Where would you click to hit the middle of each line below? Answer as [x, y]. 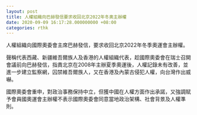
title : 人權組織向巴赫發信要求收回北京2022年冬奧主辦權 [67, 17]
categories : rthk [27, 28]
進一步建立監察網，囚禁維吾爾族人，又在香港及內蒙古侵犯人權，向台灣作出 [96, 72]
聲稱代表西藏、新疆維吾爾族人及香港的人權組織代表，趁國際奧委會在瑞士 [93, 57]
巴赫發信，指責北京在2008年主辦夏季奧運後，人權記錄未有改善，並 [107, 65]
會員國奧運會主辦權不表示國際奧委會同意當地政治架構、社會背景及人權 [96, 99]
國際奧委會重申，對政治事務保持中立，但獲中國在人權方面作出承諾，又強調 [96, 92]
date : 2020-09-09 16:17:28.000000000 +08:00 [61, 22]
